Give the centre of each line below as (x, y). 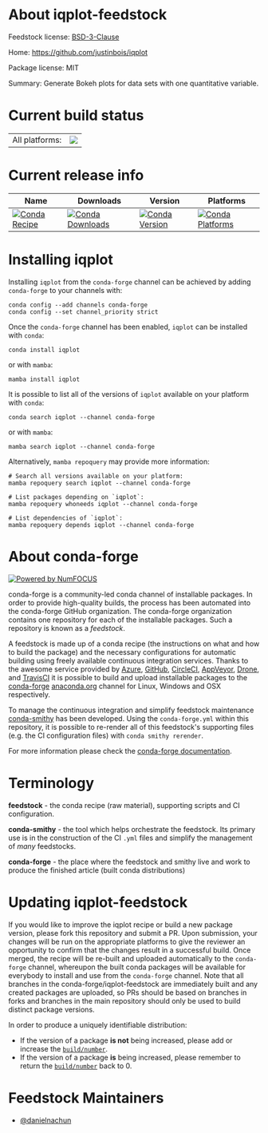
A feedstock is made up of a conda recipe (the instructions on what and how (134, 644)
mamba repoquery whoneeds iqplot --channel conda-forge (103, 504)
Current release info (76, 175)
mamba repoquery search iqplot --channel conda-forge (100, 483)
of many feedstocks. (42, 846)
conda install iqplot (44, 350)
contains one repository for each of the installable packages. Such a (120, 620)
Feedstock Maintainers (86, 1097)
